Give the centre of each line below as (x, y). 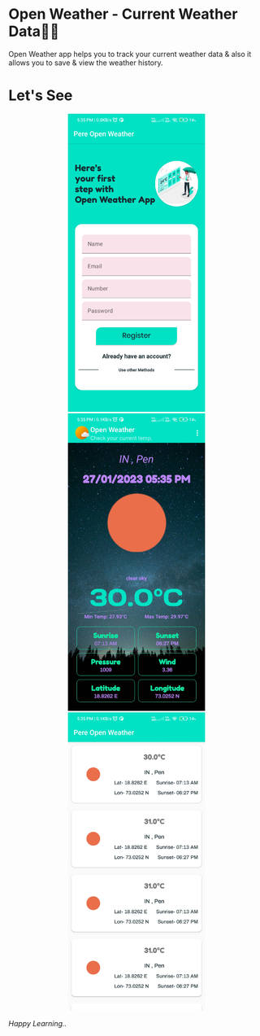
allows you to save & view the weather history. (86, 63)
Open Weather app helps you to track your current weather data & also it (130, 54)
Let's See (41, 96)
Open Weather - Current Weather (123, 14)
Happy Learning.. (38, 1024)
